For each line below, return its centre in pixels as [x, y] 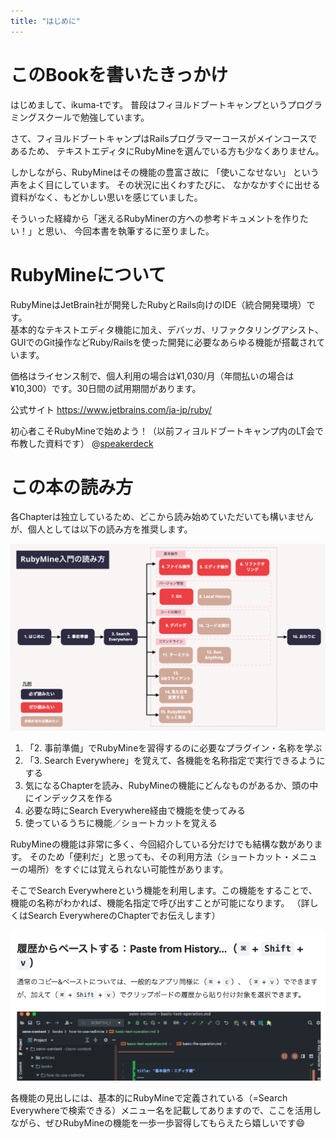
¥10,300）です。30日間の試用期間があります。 [106, 388]
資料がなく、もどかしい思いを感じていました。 [106, 197]
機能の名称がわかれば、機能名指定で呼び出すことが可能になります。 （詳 [160, 902]
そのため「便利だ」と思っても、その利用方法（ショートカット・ [160, 856]
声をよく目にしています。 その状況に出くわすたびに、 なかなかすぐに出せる [165, 184]
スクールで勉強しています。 [93, 117]
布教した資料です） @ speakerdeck [82, 443]
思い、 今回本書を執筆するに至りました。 [129, 231]
